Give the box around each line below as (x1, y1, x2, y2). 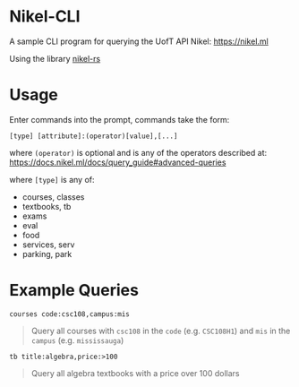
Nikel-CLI (9, 6, 81, 27)
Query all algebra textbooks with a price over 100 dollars (30, 367, 240, 378)
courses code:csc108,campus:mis (9, 309, 130, 319)
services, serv (21, 239, 75, 250)
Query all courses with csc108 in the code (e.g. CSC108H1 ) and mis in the (30, 325, 291, 336)
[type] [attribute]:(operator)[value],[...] (9, 132, 178, 141)
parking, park (21, 248, 73, 259)
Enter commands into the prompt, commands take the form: (9, 114, 230, 125)
